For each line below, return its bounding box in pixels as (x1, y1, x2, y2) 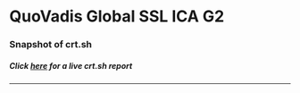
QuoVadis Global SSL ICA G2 (9, 6, 225, 27)
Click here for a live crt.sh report (9, 60, 133, 71)
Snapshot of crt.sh (9, 38, 92, 51)
